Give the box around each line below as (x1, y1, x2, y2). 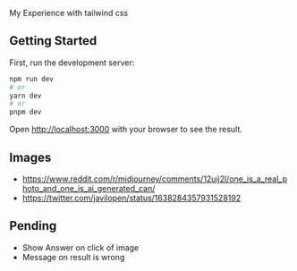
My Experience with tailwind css (9, 8, 128, 18)
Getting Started (9, 33, 98, 48)
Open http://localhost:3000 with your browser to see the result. (9, 124, 243, 135)
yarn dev (9, 91, 42, 100)
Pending (9, 218, 57, 233)
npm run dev (9, 74, 54, 83)
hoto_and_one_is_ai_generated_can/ (21, 183, 156, 193)
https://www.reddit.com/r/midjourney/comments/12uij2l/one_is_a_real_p (21, 174, 288, 184)
